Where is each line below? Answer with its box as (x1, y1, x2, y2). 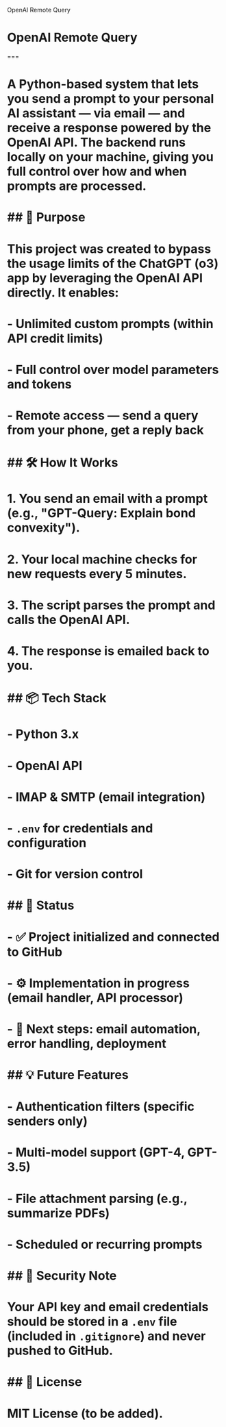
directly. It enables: (7, 284, 119, 300)
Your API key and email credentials (7, 1300, 209, 1315)
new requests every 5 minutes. (7, 566, 187, 582)
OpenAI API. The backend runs (7, 135, 186, 150)
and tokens (7, 376, 72, 392)
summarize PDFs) (7, 1205, 110, 1221)
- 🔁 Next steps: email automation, (7, 1021, 201, 1037)
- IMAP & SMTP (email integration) (7, 789, 206, 804)
